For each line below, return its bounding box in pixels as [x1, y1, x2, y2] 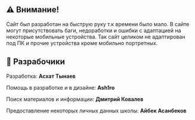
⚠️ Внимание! [6, 5, 60, 15]
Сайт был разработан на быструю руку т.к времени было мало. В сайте [6, 20, 190, 27]
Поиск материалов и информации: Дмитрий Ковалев [6, 95, 144, 103]
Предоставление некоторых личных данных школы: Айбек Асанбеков [6, 107, 187, 114]
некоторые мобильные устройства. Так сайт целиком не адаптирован [6, 33, 186, 40]
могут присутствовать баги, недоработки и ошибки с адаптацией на [6, 27, 181, 34]
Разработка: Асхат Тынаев [6, 72, 76, 80]
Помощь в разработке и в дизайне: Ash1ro [6, 84, 115, 91]
